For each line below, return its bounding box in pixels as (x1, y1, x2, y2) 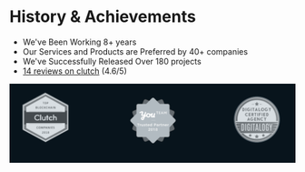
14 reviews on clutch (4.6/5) (22, 66, 127, 76)
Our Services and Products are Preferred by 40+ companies (22, 46, 248, 56)
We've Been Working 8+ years (22, 36, 137, 47)
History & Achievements (9, 6, 197, 27)
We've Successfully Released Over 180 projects (22, 56, 202, 66)
